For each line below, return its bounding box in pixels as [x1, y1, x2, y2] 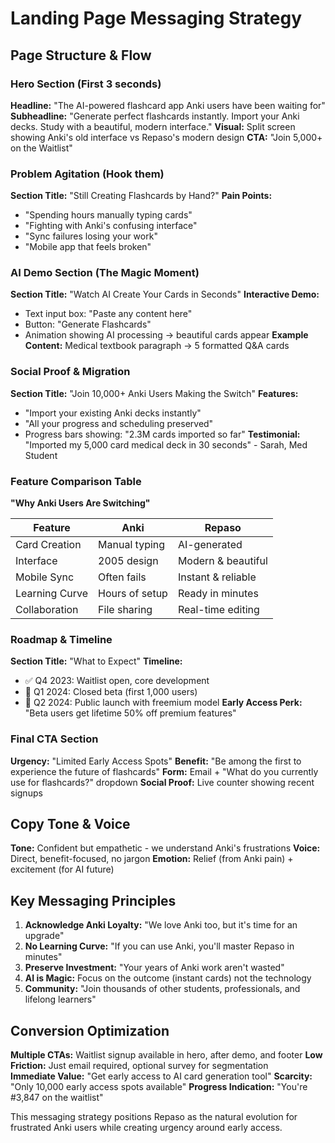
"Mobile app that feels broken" [24, 241, 152, 253]
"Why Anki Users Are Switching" [10, 497, 151, 509]
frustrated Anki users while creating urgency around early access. [10, 1122, 283, 1134]
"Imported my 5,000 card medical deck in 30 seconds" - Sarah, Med [24, 438, 308, 451]
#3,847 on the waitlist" [10, 1092, 104, 1104]
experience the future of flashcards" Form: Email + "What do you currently [10, 765, 319, 777]
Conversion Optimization [10, 1022, 170, 1039]
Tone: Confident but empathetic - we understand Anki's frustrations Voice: [10, 842, 321, 854]
